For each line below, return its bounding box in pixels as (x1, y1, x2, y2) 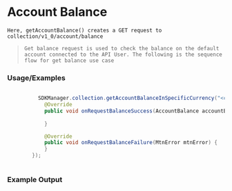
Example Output (7, 174, 63, 184)
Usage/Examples (7, 73, 66, 83)
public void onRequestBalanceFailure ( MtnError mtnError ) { (43, 139, 217, 146)
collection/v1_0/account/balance (7, 32, 104, 40)
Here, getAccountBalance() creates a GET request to (7, 27, 162, 34)
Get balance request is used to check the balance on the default (23, 45, 220, 52)
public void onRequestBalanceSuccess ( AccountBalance (43, 108, 199, 114)
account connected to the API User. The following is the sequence (23, 51, 222, 58)
